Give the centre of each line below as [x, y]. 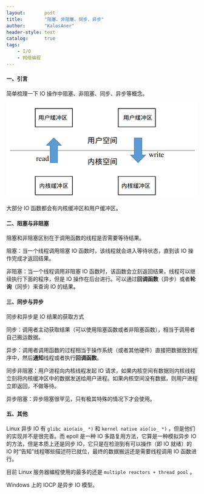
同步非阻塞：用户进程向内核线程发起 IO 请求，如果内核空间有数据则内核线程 [101, 370]
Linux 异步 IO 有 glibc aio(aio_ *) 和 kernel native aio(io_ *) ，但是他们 [101, 428]
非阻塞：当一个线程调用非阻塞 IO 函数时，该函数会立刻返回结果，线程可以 [98, 272]
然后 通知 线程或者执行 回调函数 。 [62, 358]
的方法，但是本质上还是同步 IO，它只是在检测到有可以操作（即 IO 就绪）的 [99, 443]
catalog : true [31, 39]
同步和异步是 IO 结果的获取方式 [45, 316]
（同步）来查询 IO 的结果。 [45, 287]
